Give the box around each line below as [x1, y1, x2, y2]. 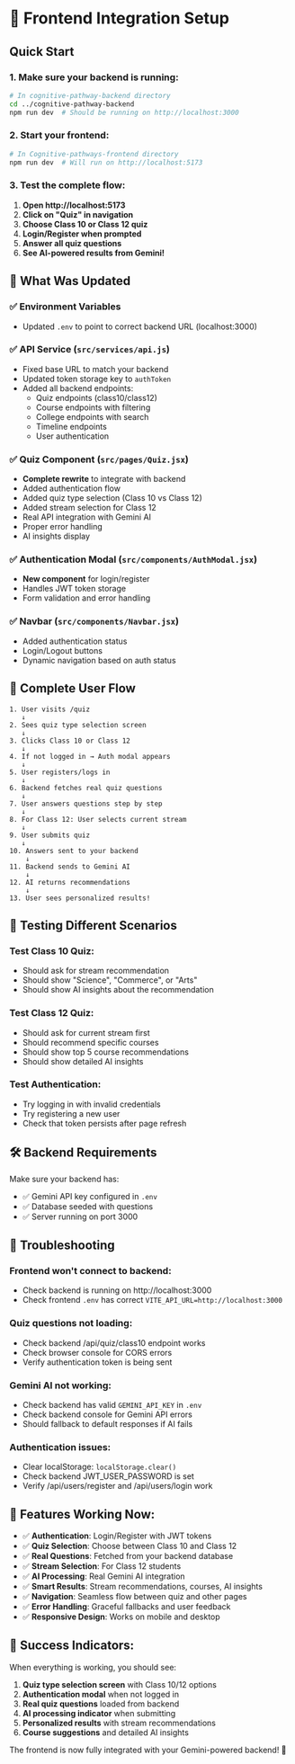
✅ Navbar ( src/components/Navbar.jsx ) [9, 615, 180, 628]
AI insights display [22, 530, 91, 542]
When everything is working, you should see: [9, 1662, 177, 1672]
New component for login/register [22, 574, 150, 584]
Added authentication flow [22, 483, 121, 494]
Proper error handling [22, 521, 103, 532]
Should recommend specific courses [22, 1037, 159, 1047]
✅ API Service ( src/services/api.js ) [9, 343, 171, 356]
